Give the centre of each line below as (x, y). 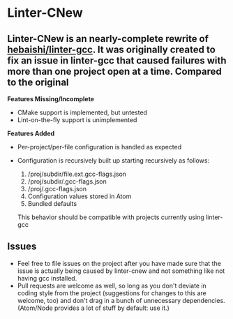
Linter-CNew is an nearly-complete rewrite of (108, 39)
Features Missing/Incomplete (51, 99)
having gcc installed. (47, 278)
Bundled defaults (52, 203)
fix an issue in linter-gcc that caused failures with (117, 60)
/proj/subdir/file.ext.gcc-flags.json (77, 174)
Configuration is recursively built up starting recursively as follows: (113, 161)
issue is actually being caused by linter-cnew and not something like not (121, 271)
